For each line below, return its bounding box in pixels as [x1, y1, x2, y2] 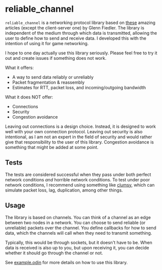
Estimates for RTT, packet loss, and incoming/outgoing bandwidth [12, 84, 146, 90]
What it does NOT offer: [5, 94, 53, 100]
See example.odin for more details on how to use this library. [5, 259, 128, 265]
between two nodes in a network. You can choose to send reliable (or [5, 220, 146, 225]
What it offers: [5, 65, 34, 71]
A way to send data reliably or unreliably [12, 74, 94, 80]
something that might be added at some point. [5, 144, 99, 150]
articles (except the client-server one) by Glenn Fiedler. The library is [5, 25, 145, 30]
